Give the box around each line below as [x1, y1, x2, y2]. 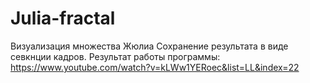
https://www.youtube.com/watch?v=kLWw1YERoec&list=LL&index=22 [10, 61, 300, 73]
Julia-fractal [10, 7, 116, 30]
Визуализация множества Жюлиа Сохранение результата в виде [10, 40, 289, 52]
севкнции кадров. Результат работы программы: [10, 50, 221, 62]
